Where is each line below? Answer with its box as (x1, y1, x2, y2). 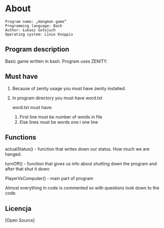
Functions (5, 133, 37, 141)
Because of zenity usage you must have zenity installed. (12, 85, 126, 91)
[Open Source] (5, 217, 35, 223)
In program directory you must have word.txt (12, 95, 103, 101)
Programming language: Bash (5, 23, 63, 28)
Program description (5, 45, 70, 54)
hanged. (5, 151, 22, 157)
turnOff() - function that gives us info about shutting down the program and (5, 161, 157, 167)
